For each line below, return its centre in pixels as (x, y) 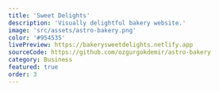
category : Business (40, 60)
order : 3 (23, 74)
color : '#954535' (37, 38)
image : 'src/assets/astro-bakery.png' (72, 30)
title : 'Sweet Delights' (49, 15)
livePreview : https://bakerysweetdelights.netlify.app (101, 45)
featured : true (33, 67)
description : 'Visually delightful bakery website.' (97, 23)
